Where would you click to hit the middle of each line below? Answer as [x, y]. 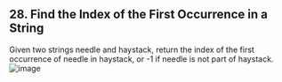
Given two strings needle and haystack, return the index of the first [132, 49]
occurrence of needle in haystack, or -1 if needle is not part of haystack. [141, 59]
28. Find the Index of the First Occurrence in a [139, 15]
